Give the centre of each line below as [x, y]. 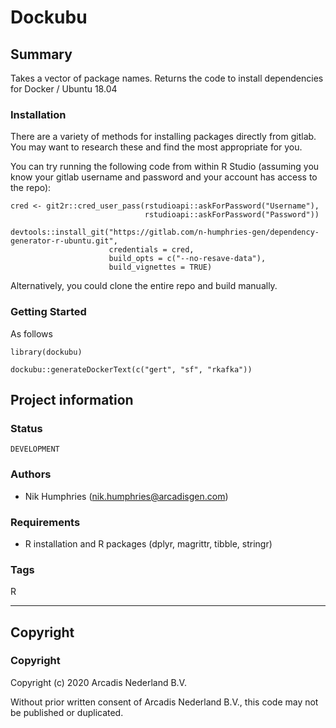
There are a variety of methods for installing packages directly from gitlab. [163, 137]
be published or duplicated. [67, 712]
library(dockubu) [46, 352]
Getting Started [48, 312]
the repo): [31, 188]
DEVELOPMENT [35, 449]
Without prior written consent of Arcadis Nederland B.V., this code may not [164, 702]
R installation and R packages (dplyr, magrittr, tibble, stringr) [148, 543]
